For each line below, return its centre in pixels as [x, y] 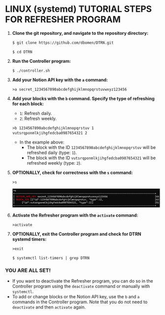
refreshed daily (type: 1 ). [52, 152]
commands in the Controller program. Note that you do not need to [80, 302]
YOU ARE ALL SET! [28, 270]
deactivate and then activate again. [49, 307]
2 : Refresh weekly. [38, 118]
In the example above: [42, 142]
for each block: [28, 104]
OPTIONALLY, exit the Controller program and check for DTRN [77, 234]
